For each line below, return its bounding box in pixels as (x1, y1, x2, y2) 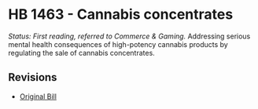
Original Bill (19, 92, 57, 101)
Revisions (8, 71, 57, 84)
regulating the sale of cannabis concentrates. (8, 48, 155, 57)
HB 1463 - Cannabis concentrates (8, 5, 234, 24)
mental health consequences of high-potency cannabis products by (8, 39, 228, 49)
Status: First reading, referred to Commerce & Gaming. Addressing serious (8, 31, 251, 41)
